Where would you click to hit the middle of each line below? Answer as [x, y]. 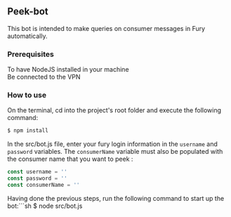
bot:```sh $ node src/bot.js [45, 206]
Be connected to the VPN [44, 77]
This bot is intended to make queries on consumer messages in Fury [106, 28]
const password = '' [38, 178]
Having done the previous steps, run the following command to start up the [116, 198]
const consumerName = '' [44, 185]
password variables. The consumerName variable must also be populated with [115, 152]
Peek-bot [28, 12]
